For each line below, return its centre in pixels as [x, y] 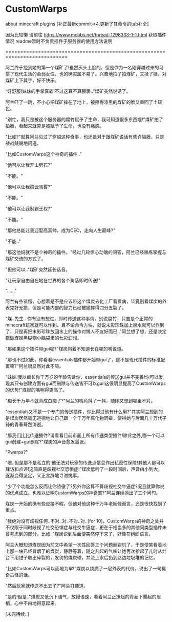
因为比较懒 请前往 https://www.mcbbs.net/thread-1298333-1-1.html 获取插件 [86, 34]
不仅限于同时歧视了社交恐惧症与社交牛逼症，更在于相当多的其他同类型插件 [84, 527]
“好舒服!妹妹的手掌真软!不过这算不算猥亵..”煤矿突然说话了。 [68, 91]
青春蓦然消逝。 [30, 424]
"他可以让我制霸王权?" [29, 208]
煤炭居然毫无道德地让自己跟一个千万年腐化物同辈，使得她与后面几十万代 [86, 418]
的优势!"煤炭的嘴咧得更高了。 [36, 390]
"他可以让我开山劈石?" [29, 165]
